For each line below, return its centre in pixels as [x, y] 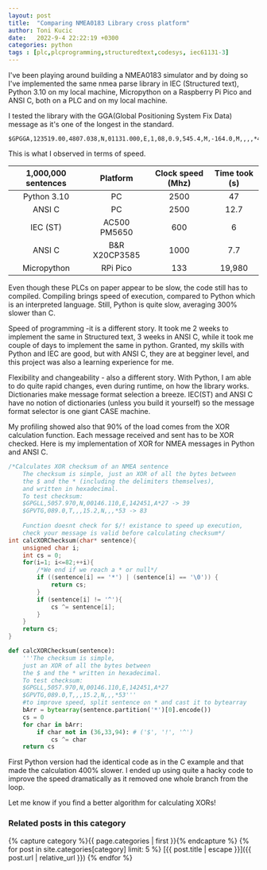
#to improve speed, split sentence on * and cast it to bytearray [135, 703]
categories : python [41, 45]
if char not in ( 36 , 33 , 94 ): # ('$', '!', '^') [115, 732]
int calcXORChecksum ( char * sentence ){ [72, 540]
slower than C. [32, 313]
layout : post [30, 15]
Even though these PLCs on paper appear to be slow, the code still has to [128, 288]
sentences [46, 183]
